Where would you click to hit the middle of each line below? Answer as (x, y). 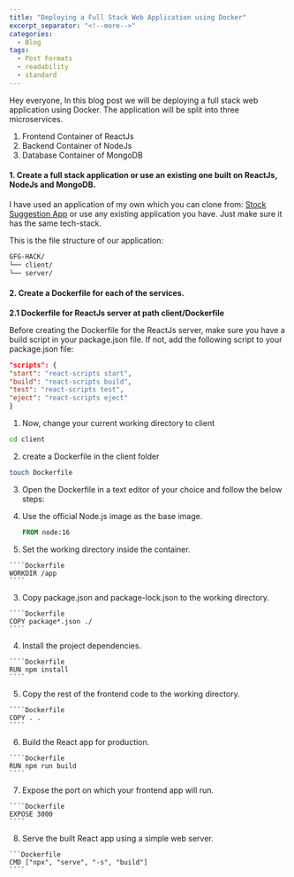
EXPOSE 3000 (31, 814)
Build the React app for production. (86, 741)
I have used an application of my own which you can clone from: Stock (138, 204)
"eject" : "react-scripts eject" (68, 398)
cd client (27, 439)
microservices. (36, 119)
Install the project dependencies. (82, 645)
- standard (37, 75)
